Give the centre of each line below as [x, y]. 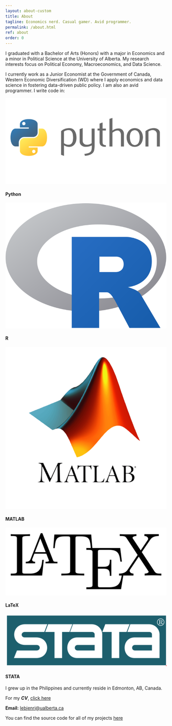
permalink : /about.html [31, 27]
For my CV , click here [28, 698]
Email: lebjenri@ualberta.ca [35, 708]
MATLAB [15, 519]
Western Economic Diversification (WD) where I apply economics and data [84, 79]
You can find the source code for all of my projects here [64, 718]
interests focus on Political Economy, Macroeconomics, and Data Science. [84, 64]
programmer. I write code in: [35, 91]
